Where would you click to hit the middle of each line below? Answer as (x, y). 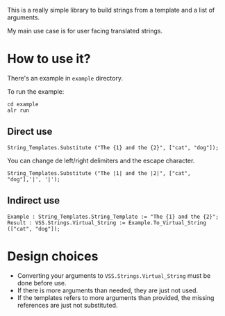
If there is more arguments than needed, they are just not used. (108, 290)
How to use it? (49, 59)
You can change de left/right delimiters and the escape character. (101, 160)
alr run (18, 110)
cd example (23, 104)
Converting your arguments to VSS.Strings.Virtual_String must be (114, 275)
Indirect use (34, 201)
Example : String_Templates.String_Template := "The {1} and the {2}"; (113, 217)
